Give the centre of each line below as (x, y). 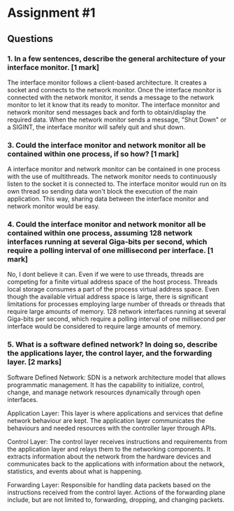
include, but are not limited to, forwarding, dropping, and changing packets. (116, 499)
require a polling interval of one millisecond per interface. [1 (110, 251)
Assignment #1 (51, 13)
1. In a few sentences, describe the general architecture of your (116, 59)
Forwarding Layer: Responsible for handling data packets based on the (109, 484)
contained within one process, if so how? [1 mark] (93, 154)
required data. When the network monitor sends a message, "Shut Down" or (117, 120)
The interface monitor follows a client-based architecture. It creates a (107, 82)
